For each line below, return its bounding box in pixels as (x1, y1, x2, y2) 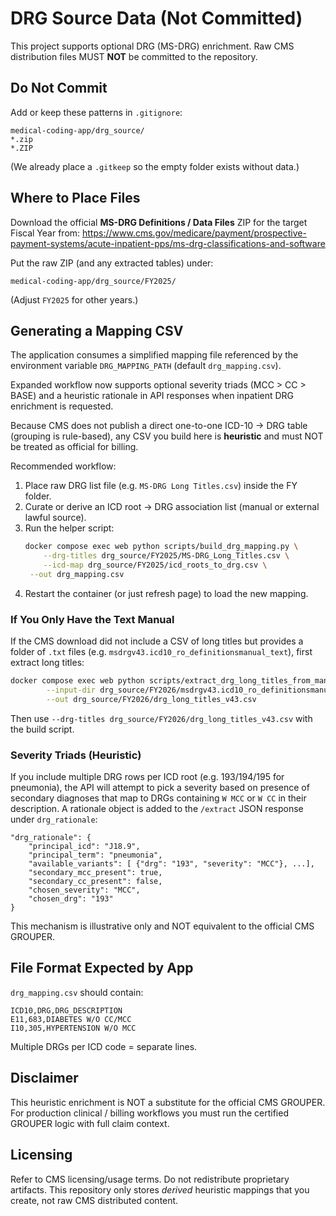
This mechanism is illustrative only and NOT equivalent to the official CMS (10, 920, 315, 932)
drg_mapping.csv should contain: (10, 986, 144, 998)
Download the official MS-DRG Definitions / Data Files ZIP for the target (10, 216, 308, 228)
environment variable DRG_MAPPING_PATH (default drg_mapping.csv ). (10, 360, 282, 372)
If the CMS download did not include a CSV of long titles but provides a (10, 635, 304, 647)
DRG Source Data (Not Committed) (10, 7, 303, 30)
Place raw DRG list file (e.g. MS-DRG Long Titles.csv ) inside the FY (24, 480, 298, 492)
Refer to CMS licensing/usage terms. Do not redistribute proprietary (10, 1173, 290, 1185)
